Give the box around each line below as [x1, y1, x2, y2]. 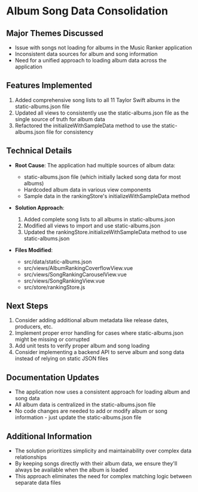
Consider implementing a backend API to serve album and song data [14, 349, 184, 356]
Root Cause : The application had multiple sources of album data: [14, 161, 175, 169]
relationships [14, 454, 47, 461]
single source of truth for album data [14, 115, 106, 122]
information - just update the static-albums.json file [14, 414, 142, 421]
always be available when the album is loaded [14, 466, 129, 473]
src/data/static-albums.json [23, 258, 92, 265]
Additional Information [6, 431, 92, 442]
